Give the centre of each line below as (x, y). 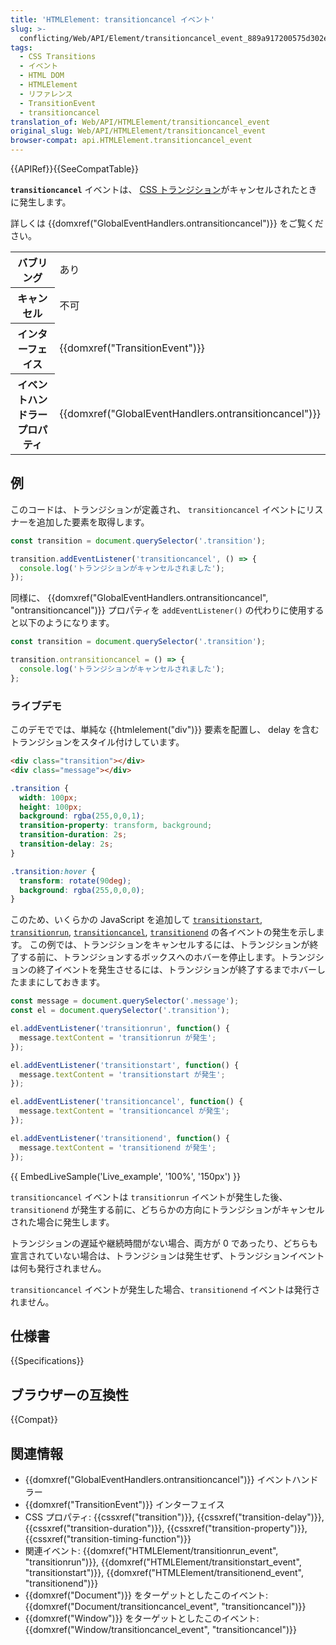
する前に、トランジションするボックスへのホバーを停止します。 (149, 957)
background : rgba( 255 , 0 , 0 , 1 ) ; (82, 816)
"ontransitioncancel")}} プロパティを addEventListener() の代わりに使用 (158, 610)
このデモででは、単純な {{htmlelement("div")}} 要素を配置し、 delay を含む (165, 730)
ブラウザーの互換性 (69, 1394)
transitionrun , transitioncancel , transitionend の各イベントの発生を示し (163, 932)
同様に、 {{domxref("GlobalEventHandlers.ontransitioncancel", (139, 598)
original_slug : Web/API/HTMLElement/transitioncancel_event (138, 131)
